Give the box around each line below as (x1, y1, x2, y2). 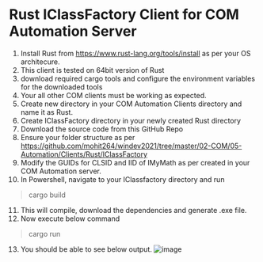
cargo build (28, 190, 66, 199)
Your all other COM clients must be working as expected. (20, 90, 207, 100)
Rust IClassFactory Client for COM (9, 6, 240, 24)
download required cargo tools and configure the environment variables (20, 74, 256, 83)
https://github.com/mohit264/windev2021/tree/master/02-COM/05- (20, 141, 242, 150)
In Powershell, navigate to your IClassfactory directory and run (20, 174, 225, 184)
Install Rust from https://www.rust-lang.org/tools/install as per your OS (20, 48, 251, 58)
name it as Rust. (20, 107, 74, 116)
